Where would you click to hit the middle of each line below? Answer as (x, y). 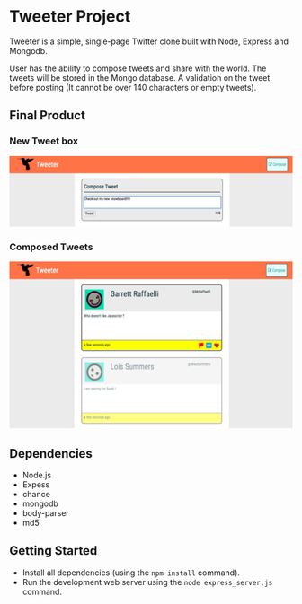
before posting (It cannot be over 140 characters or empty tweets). (133, 87)
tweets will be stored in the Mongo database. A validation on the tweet (140, 77)
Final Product (47, 115)
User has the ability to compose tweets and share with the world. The (138, 68)
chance (36, 495)
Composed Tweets (51, 247)
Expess (36, 485)
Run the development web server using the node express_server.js (147, 582)
